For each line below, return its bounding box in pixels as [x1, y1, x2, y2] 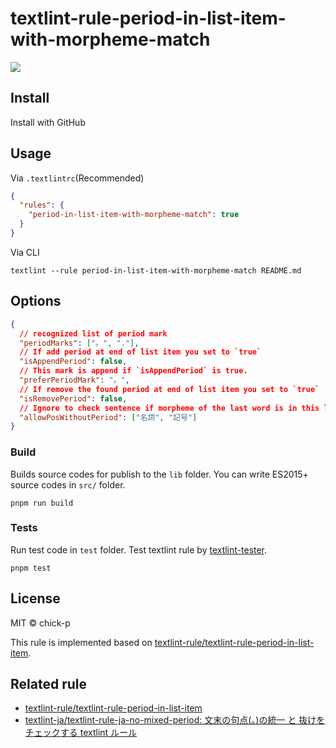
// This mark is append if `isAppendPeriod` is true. [19, 366, 248, 376]
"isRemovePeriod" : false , [19, 393, 128, 404]
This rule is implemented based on [10, 636, 153, 648]
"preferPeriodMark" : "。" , [19, 375, 130, 385]
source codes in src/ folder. [10, 478, 126, 491]
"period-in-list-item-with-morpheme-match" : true [28, 210, 240, 220]
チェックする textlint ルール [24, 727, 138, 739]
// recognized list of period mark [19, 328, 168, 339]
